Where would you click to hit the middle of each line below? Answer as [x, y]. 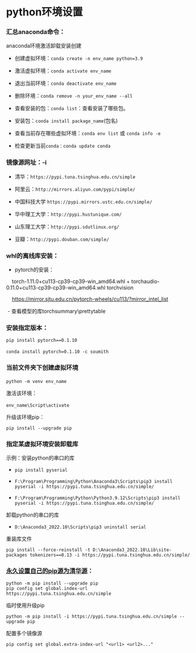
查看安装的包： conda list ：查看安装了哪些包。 [72, 108]
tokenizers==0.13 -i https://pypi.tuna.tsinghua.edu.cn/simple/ [110, 555]
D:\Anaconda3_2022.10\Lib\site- [132, 550]
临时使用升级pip [26, 605]
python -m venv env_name [36, 381]
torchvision [120, 288]
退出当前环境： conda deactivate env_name [65, 84]
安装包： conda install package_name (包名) [66, 121]
